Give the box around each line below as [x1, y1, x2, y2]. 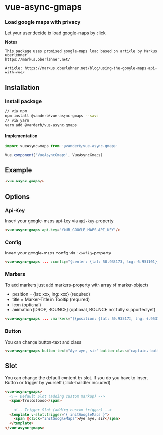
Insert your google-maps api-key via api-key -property [5, 218, 114, 224]
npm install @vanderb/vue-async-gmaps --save [5, 113, 98, 118]
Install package [5, 98, 42, 105]
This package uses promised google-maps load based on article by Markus [5, 49, 158, 54]
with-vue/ [5, 70, 25, 75]
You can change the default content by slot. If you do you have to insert [5, 375, 148, 381]
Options [5, 192, 30, 200]
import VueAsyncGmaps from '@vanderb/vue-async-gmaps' [5, 144, 118, 148]
